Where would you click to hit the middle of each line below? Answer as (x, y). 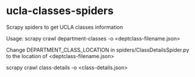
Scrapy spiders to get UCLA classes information (64, 27)
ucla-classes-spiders (60, 11)
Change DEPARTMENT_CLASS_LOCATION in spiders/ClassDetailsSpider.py (98, 50)
